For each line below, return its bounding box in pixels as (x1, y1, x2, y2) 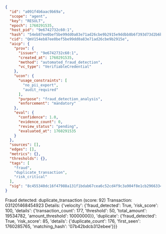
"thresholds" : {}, (9, 156, 48, 161)
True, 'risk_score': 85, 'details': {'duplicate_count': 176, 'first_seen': (5, 218, 141, 224)
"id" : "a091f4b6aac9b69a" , (9, 9, 65, 14)
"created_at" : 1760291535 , (18, 55, 74, 60)
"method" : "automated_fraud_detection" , (18, 60, 103, 65)
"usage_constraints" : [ (18, 78, 68, 83)
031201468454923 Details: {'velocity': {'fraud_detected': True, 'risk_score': (5, 202, 159, 208)
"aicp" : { (9, 41, 30, 46)
